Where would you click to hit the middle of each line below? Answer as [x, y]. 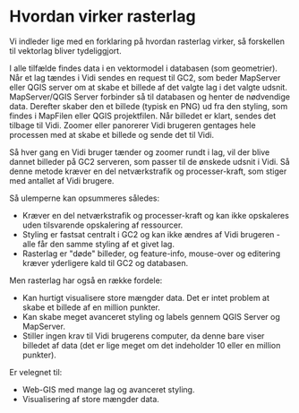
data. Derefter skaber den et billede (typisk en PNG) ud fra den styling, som [149, 106]
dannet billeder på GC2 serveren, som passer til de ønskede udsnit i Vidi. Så [149, 161]
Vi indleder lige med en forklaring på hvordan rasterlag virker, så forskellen [147, 41]
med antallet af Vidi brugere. [62, 180]
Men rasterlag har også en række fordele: [86, 280]
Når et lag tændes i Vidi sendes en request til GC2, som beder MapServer [145, 77]
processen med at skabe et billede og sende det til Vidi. [112, 134]
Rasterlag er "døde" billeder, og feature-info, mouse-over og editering [151, 254]
